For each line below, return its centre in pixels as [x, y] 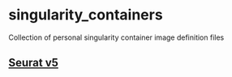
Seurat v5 [34, 63]
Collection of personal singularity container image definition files [116, 37]
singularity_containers [86, 15]
